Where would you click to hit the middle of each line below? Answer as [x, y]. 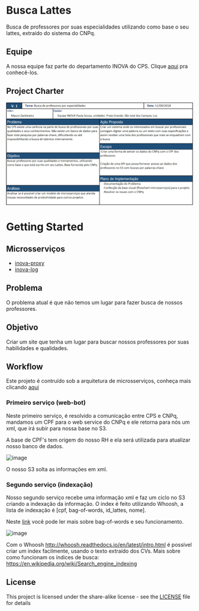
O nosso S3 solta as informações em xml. [57, 469]
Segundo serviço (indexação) [49, 484]
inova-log [26, 269]
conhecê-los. [22, 73]
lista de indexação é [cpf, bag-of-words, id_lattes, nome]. [76, 510]
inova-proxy [29, 263]
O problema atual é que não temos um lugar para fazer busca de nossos [94, 302]
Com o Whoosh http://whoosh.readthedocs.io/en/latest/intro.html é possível [99, 545]
